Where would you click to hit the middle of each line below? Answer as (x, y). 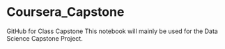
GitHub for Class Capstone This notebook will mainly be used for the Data (113, 31)
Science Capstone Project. (45, 38)
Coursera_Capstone (65, 12)
